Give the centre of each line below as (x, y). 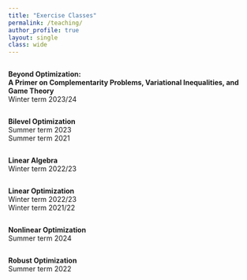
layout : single (33, 37)
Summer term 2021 (39, 138)
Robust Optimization (43, 260)
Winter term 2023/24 (43, 99)
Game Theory (31, 91)
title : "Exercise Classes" (52, 15)
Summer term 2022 (40, 269)
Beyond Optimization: (45, 74)
